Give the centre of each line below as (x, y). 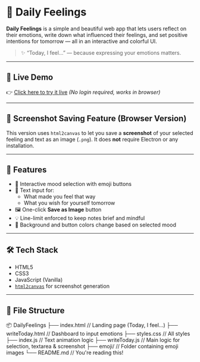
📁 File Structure (35, 311)
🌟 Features (26, 170)
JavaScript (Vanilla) (39, 280)
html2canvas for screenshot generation (62, 286)
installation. (20, 146)
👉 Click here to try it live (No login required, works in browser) (83, 92)
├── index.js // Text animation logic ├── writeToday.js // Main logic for (93, 340)
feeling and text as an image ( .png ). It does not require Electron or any (92, 139)
